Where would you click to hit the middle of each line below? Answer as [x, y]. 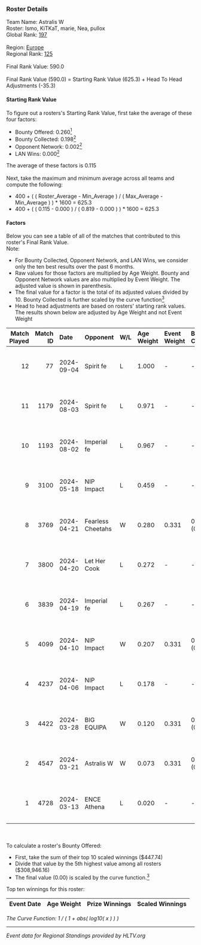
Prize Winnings [109, 904]
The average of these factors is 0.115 [51, 165]
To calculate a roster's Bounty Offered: [54, 845]
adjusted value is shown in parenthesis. [63, 286]
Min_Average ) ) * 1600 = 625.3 [53, 203]
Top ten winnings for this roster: [45, 889]
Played [19, 341]
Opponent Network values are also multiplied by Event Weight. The [98, 279]
